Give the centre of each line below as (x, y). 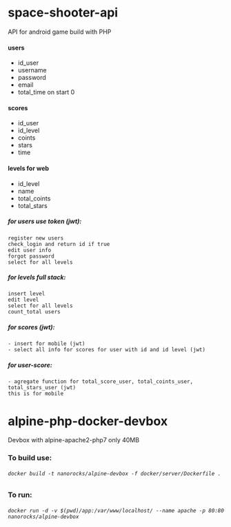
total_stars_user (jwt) (42, 388)
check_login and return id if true (59, 244)
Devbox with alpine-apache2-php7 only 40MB (74, 440)
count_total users (34, 312)
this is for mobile (36, 394)
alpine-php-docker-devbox (88, 421)
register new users (36, 238)
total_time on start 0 (46, 92)
